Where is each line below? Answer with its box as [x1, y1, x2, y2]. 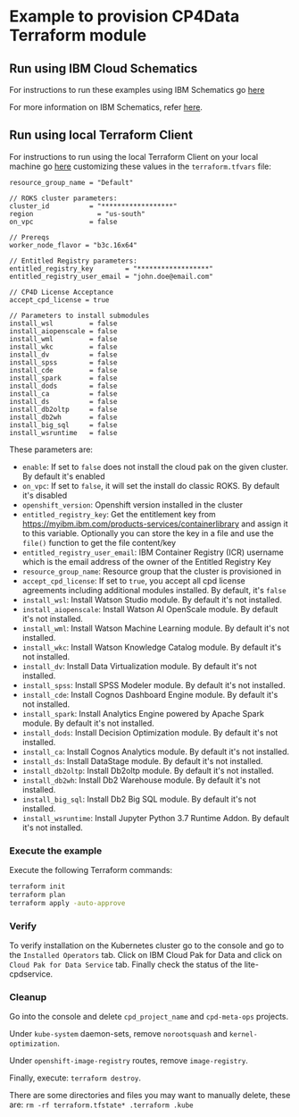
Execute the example [9, 844, 103, 857]
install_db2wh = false [9, 413, 118, 422]
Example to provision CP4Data [9, 6, 240, 27]
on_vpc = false [9, 217, 118, 226]
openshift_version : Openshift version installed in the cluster [21, 499, 244, 510]
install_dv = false [9, 350, 118, 359]
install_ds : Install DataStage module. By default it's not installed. [21, 755, 263, 766]
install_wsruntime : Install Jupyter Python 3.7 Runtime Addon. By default [21, 812, 290, 823]
